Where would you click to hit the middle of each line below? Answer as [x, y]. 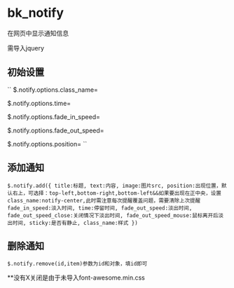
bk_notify [36, 13]
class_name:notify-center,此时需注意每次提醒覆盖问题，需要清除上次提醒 [104, 200]
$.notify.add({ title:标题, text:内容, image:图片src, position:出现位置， [115, 186]
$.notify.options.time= [39, 103]
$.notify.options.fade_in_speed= [54, 116]
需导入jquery [26, 48]
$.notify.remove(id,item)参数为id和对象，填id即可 [77, 264]
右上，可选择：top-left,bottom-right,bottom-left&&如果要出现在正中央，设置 [117, 193]
